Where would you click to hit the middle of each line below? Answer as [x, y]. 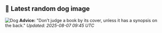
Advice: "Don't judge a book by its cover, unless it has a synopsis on [88, 20]
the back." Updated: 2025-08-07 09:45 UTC [50, 25]
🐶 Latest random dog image [47, 9]
